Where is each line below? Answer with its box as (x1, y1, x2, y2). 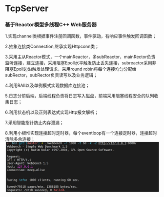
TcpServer (5, 3, 49, 14)
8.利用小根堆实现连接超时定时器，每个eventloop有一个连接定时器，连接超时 (5, 130, 157, 136)
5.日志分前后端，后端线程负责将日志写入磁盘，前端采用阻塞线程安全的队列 (5, 93, 154, 99)
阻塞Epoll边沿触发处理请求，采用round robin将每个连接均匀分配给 (5, 66, 137, 72)
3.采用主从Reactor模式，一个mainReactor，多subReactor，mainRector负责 (5, 54, 156, 60)
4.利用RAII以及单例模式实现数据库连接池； (5, 82, 90, 88)
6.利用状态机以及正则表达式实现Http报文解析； (5, 109, 99, 115)
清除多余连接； (5, 136, 35, 142)
